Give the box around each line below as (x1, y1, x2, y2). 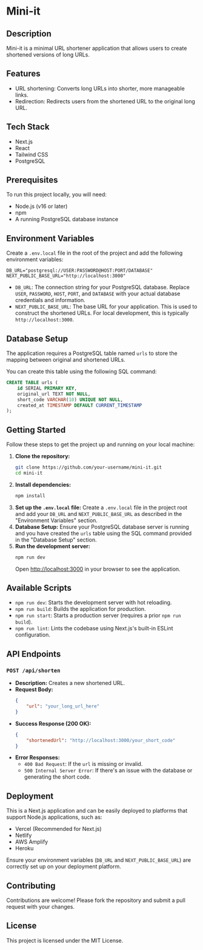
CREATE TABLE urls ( (6, 380, 59, 386)
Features (6, 69, 41, 79)
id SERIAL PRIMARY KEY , (17, 385, 78, 391)
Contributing (6, 880, 56, 891)
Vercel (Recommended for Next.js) (15, 825, 102, 833)
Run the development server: (15, 542, 91, 549)
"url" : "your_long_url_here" (26, 703, 100, 709)
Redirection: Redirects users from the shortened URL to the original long (15, 97, 196, 105)
